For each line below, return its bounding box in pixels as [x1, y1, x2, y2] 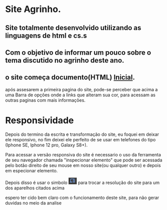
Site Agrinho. [5, 4, 61, 15]
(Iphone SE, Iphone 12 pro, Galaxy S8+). [5, 142, 88, 148]
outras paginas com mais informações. [5, 97, 86, 103]
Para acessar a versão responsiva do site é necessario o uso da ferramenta [5, 151, 161, 157]
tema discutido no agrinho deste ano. [5, 56, 124, 65]
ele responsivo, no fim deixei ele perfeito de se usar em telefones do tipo [5, 136, 156, 142]
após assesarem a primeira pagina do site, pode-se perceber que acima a [5, 86, 158, 92]
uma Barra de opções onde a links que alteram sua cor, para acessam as [5, 92, 155, 98]
